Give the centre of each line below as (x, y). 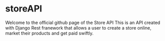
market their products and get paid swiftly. (49, 33)
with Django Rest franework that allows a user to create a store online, (78, 27)
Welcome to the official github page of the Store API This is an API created (83, 22)
